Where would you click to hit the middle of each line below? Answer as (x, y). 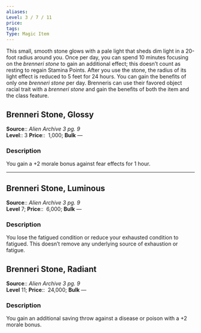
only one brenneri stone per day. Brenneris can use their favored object (94, 83)
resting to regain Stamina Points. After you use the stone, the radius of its (96, 70)
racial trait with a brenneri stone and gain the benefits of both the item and (98, 89)
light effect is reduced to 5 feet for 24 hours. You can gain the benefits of (96, 77)
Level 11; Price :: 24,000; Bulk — (46, 290)
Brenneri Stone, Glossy (50, 114)
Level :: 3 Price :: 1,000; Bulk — (44, 135)
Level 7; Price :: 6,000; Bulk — (44, 209)
